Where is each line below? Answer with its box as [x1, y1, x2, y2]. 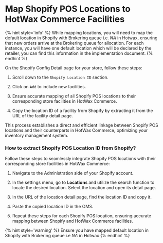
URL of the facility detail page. [12, 113, 73, 118]
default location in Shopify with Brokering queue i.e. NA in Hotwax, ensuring [5, 35, 158, 41]
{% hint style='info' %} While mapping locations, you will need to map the [5, 30, 153, 35]
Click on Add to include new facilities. [12, 83, 86, 89]
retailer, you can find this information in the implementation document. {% [5, 50, 153, 56]
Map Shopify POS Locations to [5, 3, 131, 15]
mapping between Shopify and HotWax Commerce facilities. [12, 218, 133, 224]
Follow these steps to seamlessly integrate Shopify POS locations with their [5, 156, 156, 162]
